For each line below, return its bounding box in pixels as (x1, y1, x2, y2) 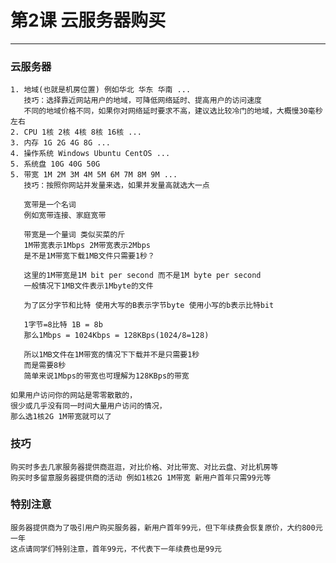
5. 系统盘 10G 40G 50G (10, 159, 101, 170)
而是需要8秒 (23, 361, 67, 371)
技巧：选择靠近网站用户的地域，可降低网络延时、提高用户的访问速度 (23, 96, 262, 106)
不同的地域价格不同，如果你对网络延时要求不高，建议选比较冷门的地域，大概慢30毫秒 (23, 106, 323, 116)
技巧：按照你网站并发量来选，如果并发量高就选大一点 (23, 181, 210, 191)
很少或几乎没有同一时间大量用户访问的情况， (10, 401, 167, 411)
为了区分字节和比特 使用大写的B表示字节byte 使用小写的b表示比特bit (23, 301, 275, 311)
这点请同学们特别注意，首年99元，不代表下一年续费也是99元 (10, 544, 222, 554)
